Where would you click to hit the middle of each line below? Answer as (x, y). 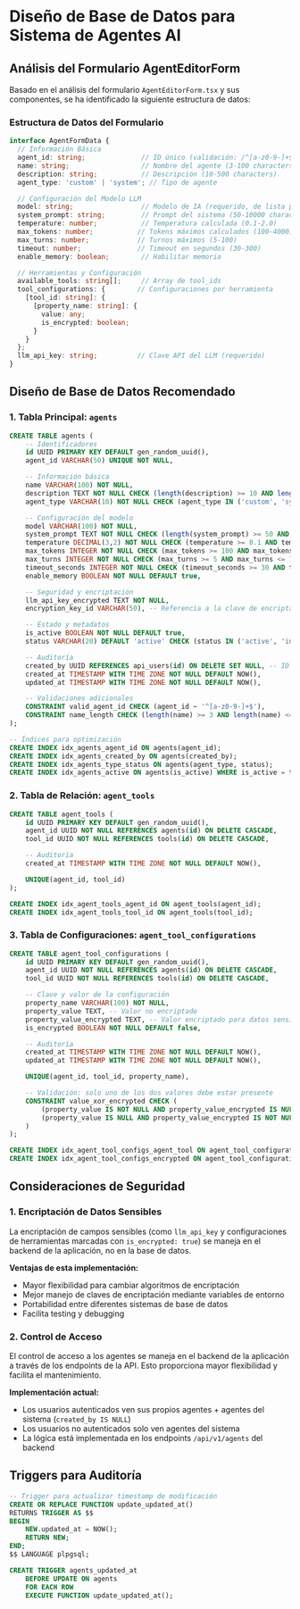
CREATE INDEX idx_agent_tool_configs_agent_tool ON (107, 1150)
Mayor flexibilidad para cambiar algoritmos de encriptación (131, 1285)
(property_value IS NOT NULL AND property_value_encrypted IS (159, 1109)
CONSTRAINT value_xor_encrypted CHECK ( (101, 1101)
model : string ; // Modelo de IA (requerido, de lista (151, 207)
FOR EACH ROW (50, 1587)
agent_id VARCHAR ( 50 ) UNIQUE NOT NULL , (100, 461)
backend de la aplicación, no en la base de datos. (100, 1250)
